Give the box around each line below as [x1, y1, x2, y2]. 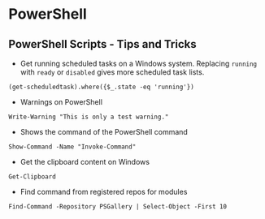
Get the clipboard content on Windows [20, 157, 150, 166]
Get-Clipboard [8, 173, 57, 181]
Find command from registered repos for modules [20, 187, 188, 196]
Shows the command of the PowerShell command [20, 127, 189, 136]
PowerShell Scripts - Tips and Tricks [8, 37, 197, 51]
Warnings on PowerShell [20, 97, 103, 106]
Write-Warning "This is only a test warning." [8, 113, 169, 121]
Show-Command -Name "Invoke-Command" [8, 143, 137, 151]
